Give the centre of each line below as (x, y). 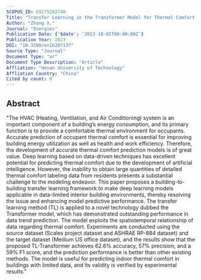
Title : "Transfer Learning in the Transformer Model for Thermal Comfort (101, 17)
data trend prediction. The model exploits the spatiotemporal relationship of (100, 220)
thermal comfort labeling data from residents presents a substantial (90, 175)
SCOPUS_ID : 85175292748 (36, 12)
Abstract (23, 103)
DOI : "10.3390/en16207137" (40, 46)
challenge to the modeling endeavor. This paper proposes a (80, 182)
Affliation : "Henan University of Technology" (66, 68)
